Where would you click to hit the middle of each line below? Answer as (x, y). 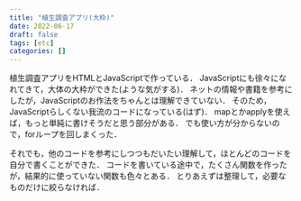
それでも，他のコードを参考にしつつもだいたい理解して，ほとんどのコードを (150, 153)
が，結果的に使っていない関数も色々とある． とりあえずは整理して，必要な (148, 176)
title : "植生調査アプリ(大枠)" (62, 18)
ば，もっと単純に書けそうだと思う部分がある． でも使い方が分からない (141, 123)
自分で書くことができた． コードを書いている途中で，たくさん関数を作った (148, 165)
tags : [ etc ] (32, 43)
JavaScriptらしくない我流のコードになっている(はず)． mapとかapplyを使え (150, 112)
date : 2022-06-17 (42, 26)
